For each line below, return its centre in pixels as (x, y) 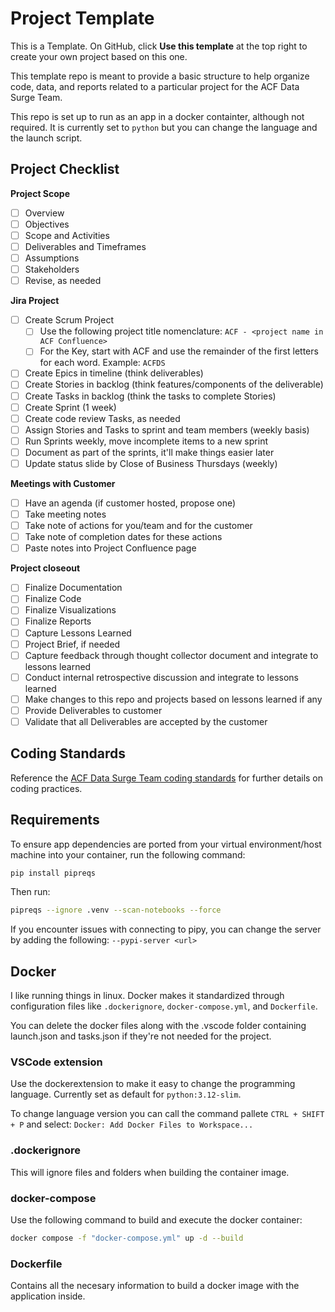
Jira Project (35, 301)
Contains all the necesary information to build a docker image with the (155, 1286)
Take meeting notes (65, 514)
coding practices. (46, 788)
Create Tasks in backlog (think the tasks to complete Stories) (150, 396)
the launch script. (46, 138)
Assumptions (52, 258)
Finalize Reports (58, 621)
